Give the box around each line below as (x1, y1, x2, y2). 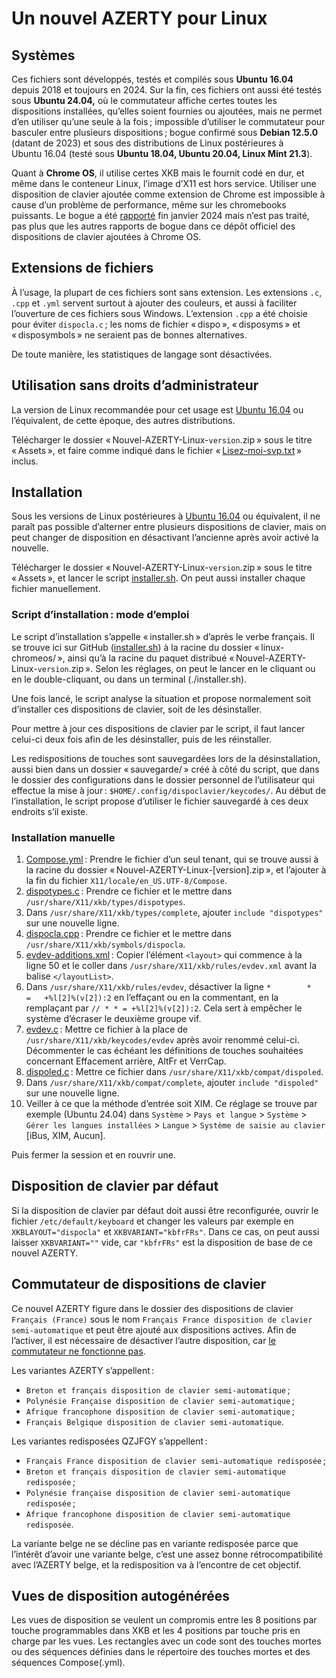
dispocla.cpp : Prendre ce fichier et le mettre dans (25, 928, 232, 940)
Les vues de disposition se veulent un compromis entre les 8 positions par (11, 1614, 318, 1626)
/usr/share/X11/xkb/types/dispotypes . (25, 896, 186, 908)
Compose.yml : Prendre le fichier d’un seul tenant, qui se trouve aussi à (25, 853, 319, 866)
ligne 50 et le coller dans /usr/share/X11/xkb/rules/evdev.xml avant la (25, 960, 318, 972)
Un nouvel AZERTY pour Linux (11, 7, 268, 30)
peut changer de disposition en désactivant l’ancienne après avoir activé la (11, 532, 319, 544)
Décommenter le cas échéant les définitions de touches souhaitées (25, 1045, 304, 1057)
